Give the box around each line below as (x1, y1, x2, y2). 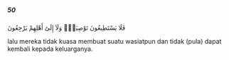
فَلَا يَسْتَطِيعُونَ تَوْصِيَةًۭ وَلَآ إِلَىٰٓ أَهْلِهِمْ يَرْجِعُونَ (7, 23, 126, 32)
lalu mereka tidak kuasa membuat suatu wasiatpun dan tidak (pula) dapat (7, 37, 222, 45)
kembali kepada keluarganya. (7, 44, 93, 53)
